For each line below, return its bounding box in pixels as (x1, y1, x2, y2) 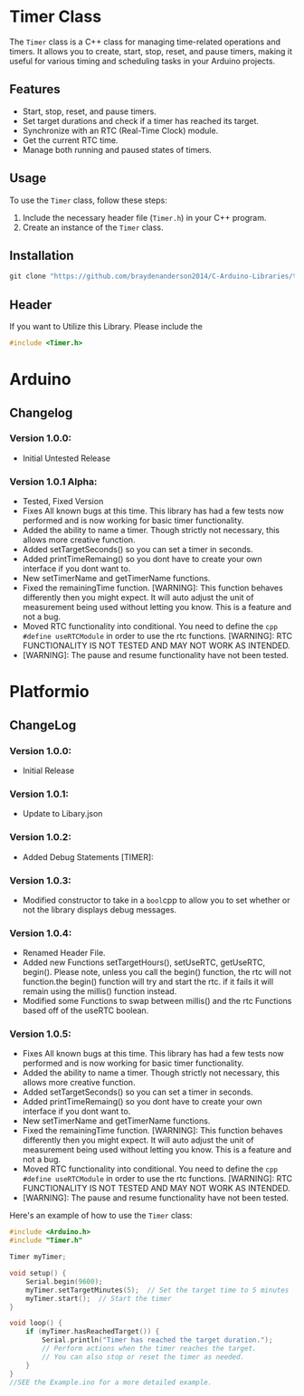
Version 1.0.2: (9, 831, 72, 844)
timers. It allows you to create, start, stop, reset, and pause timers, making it (9, 45, 292, 56)
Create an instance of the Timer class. (22, 222, 165, 233)
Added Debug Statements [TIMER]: (22, 851, 154, 862)
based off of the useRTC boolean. (22, 1005, 149, 1016)
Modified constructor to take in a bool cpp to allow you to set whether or (22, 894, 290, 905)
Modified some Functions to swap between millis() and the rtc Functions (22, 996, 292, 1007)
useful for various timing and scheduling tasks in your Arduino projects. (9, 55, 276, 66)
